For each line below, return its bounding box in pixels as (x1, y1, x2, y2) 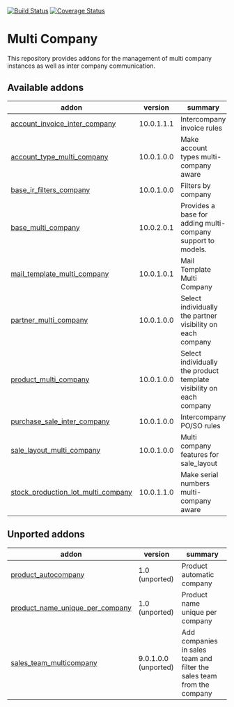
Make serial (180, 469, 219, 479)
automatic (181, 569, 214, 579)
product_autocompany (10, 569, 85, 579)
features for (180, 449, 219, 459)
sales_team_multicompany (10, 657, 97, 667)
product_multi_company (10, 374, 90, 384)
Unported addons (7, 528, 86, 541)
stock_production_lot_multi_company (10, 487, 132, 497)
